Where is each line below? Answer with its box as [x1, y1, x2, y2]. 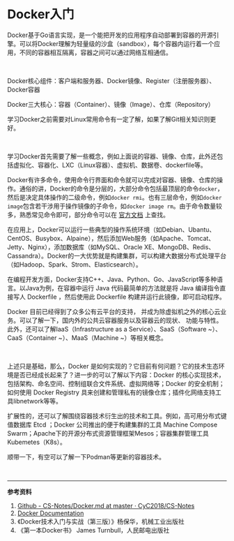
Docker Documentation [17, 509, 84, 517]
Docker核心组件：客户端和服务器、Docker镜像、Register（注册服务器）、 [7, 76, 216, 84]
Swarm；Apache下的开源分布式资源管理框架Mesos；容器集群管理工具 [7, 429, 209, 437]
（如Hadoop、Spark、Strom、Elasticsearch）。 [7, 260, 143, 269]
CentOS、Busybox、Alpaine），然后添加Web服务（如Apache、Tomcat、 [7, 234, 215, 242]
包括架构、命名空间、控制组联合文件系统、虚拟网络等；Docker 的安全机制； [7, 379, 225, 387]
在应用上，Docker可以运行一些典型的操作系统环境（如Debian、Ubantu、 [7, 225, 216, 234]
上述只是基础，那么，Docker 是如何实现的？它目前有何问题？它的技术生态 [7, 362, 219, 370]
